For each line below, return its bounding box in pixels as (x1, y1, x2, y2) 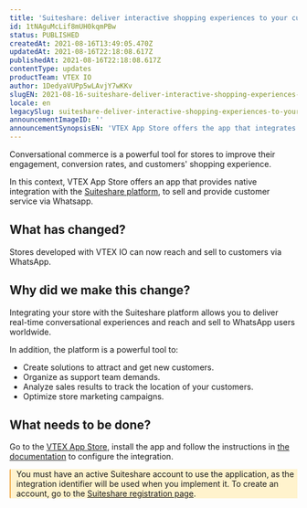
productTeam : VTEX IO (9, 73, 92, 82)
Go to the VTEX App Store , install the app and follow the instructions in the (9, 441, 290, 452)
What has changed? (9, 222, 126, 238)
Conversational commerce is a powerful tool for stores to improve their (9, 149, 276, 160)
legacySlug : (9, 107, 55, 116)
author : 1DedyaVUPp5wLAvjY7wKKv (9, 81, 132, 90)
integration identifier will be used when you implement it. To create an (16, 479, 279, 490)
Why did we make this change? (9, 282, 191, 298)
